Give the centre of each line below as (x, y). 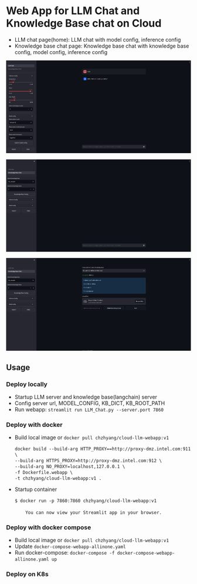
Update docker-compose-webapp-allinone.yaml (70, 546)
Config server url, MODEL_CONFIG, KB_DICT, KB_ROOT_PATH (90, 403)
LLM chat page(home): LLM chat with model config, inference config (98, 39)
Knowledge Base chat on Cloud (84, 23)
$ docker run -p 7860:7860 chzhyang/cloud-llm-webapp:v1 (86, 501)
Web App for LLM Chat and (73, 11)
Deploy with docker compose (49, 527)
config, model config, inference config (61, 52)
